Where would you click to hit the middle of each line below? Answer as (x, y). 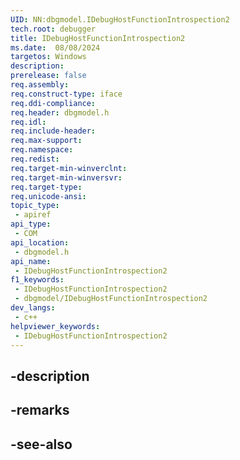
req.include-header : (53, 131)
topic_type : (35, 206)
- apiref (33, 215)
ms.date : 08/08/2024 (55, 47)
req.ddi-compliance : (53, 103)
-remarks (40, 410)
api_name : (31, 261)
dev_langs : (33, 308)
